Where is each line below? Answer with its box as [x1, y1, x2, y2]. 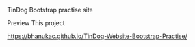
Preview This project [7, 19, 65, 27]
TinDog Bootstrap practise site [7, 6, 94, 14]
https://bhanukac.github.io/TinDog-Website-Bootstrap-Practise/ [7, 32, 188, 40]
